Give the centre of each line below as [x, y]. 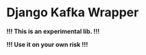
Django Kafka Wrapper [73, 13]
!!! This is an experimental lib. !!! [53, 31]
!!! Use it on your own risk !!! [47, 44]
